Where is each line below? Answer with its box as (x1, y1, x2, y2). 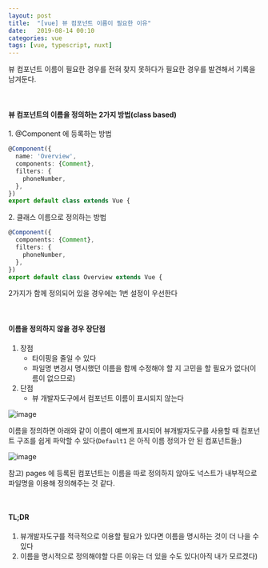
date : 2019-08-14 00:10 (8, 26, 94, 34)
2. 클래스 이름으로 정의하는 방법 (8, 213, 106, 222)
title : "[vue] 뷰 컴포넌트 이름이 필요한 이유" (8, 19, 152, 27)
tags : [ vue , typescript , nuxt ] (8, 42, 113, 50)
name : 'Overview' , (15, 153, 78, 161)
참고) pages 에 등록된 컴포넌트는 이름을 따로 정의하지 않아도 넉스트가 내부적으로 (8, 468, 258, 478)
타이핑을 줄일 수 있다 (31, 353, 97, 362)
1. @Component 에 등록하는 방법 (8, 129, 112, 138)
